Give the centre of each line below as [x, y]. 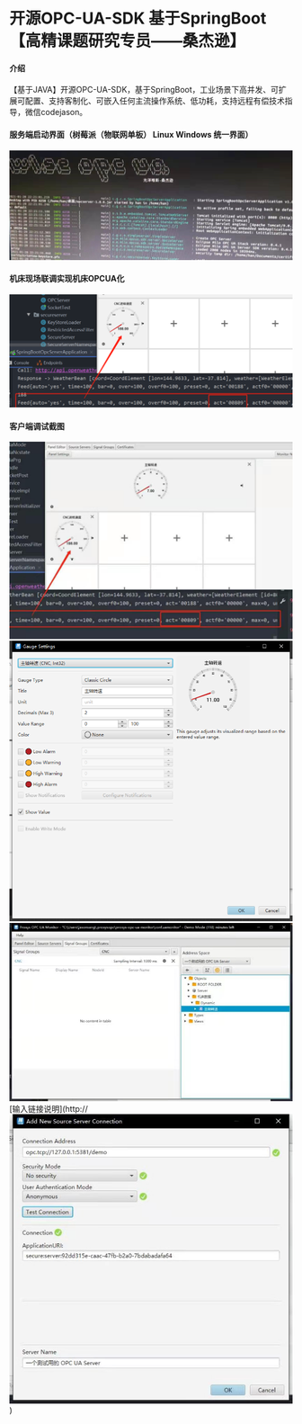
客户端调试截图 [37, 426]
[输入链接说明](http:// [49, 1109]
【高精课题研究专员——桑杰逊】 [128, 41]
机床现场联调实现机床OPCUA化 [67, 279]
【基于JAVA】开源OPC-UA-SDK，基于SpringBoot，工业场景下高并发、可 [144, 90]
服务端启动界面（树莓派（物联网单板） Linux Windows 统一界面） [131, 134]
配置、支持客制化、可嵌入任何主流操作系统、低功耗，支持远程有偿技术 [155, 101]
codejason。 [64, 112]
